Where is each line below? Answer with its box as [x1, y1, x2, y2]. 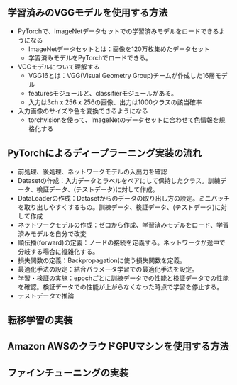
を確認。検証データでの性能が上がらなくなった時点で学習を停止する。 [17, 282, 224, 291]
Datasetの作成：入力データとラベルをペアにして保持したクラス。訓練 [17, 176, 221, 184]
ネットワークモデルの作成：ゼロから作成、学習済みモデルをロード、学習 [17, 221, 229, 229]
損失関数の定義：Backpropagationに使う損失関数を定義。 [17, 256, 187, 264]
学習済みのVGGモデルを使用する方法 [7, 6, 168, 19]
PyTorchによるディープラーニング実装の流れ [7, 147, 202, 160]
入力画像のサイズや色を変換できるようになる [17, 106, 149, 115]
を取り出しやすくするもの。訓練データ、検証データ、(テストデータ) [17, 203, 215, 211]
